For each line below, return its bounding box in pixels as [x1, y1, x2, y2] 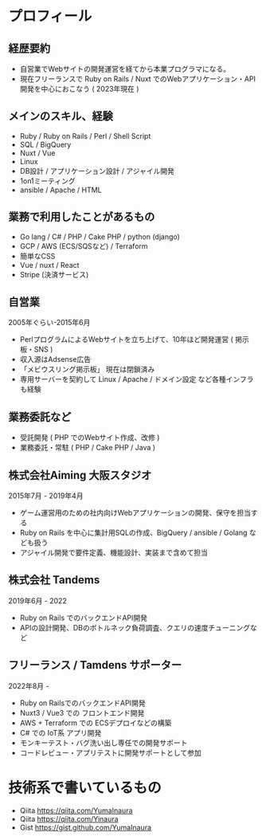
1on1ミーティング [19, 176, 76, 186]
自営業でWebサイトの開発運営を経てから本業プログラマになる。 [19, 65, 231, 73]
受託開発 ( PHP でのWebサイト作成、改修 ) [19, 433, 160, 442]
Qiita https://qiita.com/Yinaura [19, 814, 119, 823]
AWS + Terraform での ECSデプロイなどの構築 [19, 718, 172, 728]
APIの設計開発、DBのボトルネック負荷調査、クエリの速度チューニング [19, 622, 251, 632]
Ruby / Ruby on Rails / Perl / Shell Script [19, 131, 151, 140]
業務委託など [8, 410, 72, 423]
